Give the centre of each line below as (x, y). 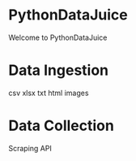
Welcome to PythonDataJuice (58, 37)
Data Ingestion (59, 70)
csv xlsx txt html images (49, 93)
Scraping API (30, 148)
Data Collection (62, 126)
